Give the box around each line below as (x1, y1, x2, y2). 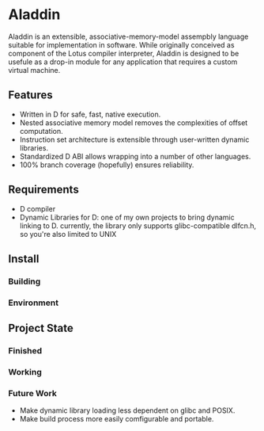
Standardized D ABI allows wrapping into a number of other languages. (19, 151, 251, 161)
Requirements (8, 183, 79, 196)
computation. (19, 126, 63, 135)
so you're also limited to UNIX (19, 229, 117, 238)
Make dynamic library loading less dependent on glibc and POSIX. (19, 406, 236, 415)
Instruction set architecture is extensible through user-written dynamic (19, 135, 250, 144)
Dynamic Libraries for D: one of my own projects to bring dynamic (19, 212, 235, 222)
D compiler (19, 204, 56, 213)
